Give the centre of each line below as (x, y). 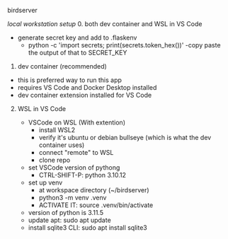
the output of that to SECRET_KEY (78, 53)
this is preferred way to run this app (70, 80)
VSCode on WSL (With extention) (77, 122)
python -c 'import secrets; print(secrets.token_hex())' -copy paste (124, 45)
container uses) (62, 145)
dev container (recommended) (62, 66)
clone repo (55, 160)
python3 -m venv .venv (73, 198)
